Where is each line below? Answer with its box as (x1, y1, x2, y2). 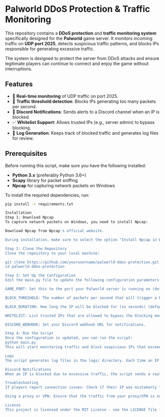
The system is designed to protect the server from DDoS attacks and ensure (5, 55, 160, 61)
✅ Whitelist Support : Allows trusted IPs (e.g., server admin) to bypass (12, 119, 155, 125)
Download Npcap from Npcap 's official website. (5, 229, 105, 234)
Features (5, 80, 33, 89)
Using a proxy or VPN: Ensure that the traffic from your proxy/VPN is (5, 394, 155, 399)
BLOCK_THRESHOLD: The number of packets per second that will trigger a (5, 295, 157, 300)
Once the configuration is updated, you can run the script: (5, 335, 133, 340)
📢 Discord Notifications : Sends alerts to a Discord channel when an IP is (12, 109, 160, 115)
